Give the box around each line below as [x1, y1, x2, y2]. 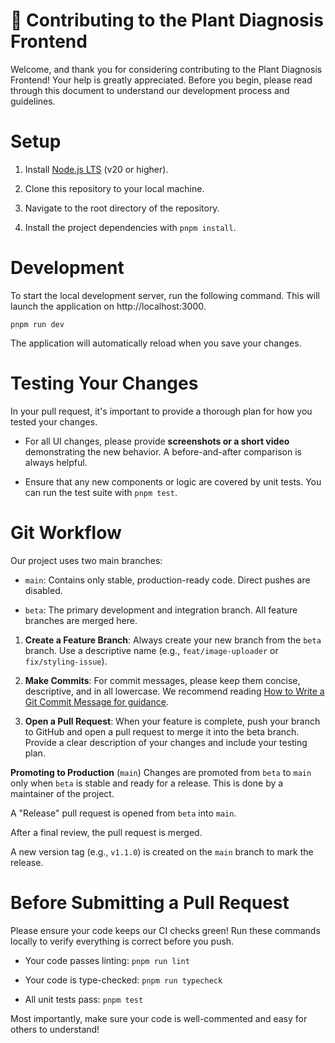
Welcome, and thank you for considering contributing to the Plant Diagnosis [10, 63, 323, 75]
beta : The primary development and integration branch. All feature [24, 604, 298, 616]
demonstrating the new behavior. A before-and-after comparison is [24, 445, 303, 458]
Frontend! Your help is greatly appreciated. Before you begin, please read [10, 74, 313, 86]
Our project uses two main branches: [10, 554, 163, 566]
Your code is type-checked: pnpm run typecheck [24, 974, 223, 986]
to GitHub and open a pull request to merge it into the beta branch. [24, 725, 300, 738]
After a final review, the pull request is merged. [10, 826, 203, 838]
